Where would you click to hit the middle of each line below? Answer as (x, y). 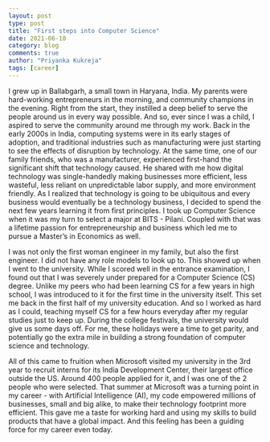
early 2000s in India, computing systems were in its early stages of (119, 133)
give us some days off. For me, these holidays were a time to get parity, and (134, 328)
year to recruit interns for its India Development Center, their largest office (131, 370)
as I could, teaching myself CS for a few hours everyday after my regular (129, 311)
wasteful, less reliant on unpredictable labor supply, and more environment (132, 185)
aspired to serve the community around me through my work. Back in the (129, 125)
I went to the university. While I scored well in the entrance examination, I (129, 268)
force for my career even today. (61, 429)
